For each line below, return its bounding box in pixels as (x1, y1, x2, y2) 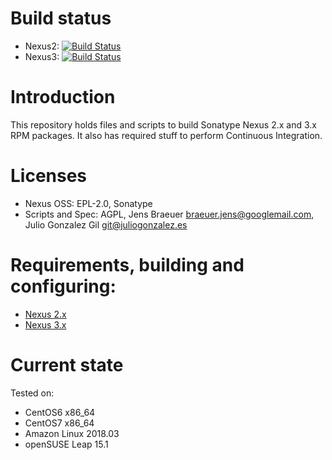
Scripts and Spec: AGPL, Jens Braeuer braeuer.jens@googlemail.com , (24, 208, 315, 220)
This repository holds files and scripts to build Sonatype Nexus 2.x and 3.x (10, 118, 317, 131)
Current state (10, 353, 124, 376)
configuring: (10, 275, 117, 297)
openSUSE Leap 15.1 (24, 438, 109, 450)
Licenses (10, 165, 88, 187)
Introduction (10, 86, 116, 109)
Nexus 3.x (24, 318, 67, 331)
